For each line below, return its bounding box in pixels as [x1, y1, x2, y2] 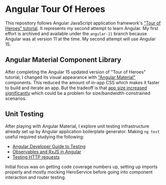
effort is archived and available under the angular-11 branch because [5, 30, 147, 36]
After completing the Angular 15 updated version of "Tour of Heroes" [5, 69, 146, 75]
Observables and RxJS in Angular [12, 149, 82, 155]
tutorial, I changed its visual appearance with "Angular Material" [5, 74, 136, 80]
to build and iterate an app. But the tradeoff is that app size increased [5, 85, 148, 91]
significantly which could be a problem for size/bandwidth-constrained [5, 90, 151, 96]
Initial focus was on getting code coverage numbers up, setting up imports [5, 164, 158, 170]
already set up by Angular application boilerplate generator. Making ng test [5, 128, 160, 134]
